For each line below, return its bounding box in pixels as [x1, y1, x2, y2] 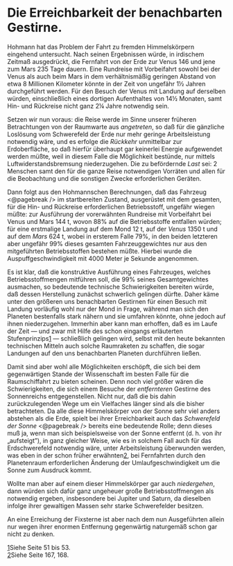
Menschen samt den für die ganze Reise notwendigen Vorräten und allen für [7, 167, 225, 175]
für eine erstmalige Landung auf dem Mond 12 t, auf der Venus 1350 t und [7, 225, 218, 233]
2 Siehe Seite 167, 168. [7, 551, 69, 559]
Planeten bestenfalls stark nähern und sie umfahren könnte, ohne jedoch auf [7, 312, 226, 321]
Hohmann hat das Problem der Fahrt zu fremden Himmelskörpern [7, 42, 195, 51]
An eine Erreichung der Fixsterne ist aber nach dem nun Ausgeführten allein [7, 515, 225, 523]
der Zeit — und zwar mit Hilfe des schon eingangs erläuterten [7, 327, 184, 335]
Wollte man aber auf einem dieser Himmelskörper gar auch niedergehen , [7, 479, 215, 487]
